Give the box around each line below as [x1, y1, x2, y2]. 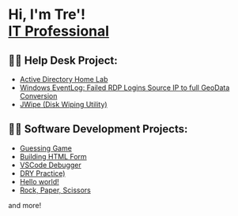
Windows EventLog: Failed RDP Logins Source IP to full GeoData [19, 83, 230, 92]
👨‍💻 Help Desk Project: [8, 54, 119, 67]
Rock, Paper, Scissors [19, 185, 91, 195]
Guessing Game [19, 143, 73, 153]
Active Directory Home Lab [19, 75, 108, 84]
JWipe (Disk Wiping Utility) [19, 100, 108, 109]
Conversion [19, 91, 58, 100]
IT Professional [8, 22, 109, 40]
